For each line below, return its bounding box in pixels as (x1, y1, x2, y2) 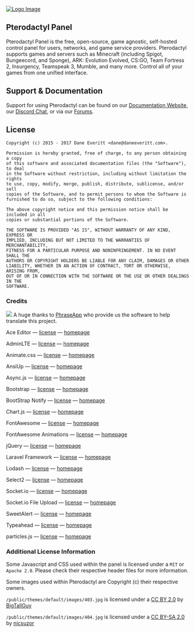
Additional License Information (6, 547, 96, 555)
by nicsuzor (6, 620, 34, 627)
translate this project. (6, 317, 57, 324)
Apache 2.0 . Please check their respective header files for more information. (6, 567, 189, 574)
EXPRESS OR (6, 232, 33, 238)
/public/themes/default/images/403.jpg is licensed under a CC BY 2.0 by (6, 596, 184, 603)
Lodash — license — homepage (6, 465, 83, 472)
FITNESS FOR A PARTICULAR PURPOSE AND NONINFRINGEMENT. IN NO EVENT (6, 248, 176, 254)
